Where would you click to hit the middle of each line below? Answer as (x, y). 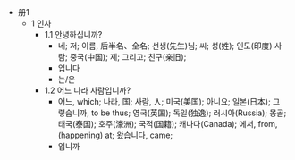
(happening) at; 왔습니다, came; (115, 135)
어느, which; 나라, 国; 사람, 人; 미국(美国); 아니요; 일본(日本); (164, 101)
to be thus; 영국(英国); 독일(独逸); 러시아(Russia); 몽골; (189, 113)
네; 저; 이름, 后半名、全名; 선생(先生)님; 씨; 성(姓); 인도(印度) (165, 46)
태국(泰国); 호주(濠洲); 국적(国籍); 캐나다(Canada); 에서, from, (168, 124)
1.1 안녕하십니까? (73, 34)
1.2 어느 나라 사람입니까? (88, 90)
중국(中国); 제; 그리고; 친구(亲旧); (128, 57)
